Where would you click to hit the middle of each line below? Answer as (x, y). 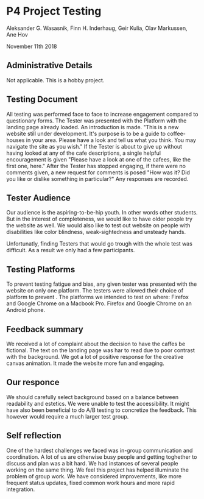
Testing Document (42, 100)
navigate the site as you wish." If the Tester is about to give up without (94, 146)
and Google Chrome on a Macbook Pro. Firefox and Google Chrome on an (99, 303)
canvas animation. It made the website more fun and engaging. (85, 363)
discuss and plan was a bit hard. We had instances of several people (92, 463)
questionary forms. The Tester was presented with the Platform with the (97, 121)
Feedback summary (45, 329)
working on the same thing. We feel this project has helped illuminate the (97, 470)
